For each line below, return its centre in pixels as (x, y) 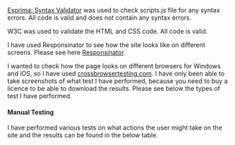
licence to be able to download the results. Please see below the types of (114, 88)
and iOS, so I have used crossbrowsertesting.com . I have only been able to (116, 74)
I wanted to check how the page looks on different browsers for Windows (114, 66)
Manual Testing (31, 112)
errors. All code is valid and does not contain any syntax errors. (100, 18)
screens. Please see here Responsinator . (66, 52)
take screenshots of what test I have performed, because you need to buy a (117, 81)
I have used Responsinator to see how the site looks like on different (107, 45)
